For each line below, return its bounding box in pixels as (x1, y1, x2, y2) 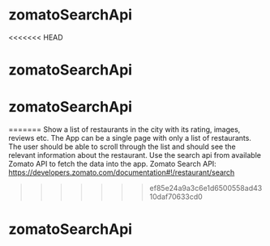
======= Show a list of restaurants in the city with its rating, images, (8, 125, 241, 134)
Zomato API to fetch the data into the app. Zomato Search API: (8, 159, 216, 169)
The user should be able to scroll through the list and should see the (8, 142, 237, 151)
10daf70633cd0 (149, 192, 203, 201)
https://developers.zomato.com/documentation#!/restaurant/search (8, 168, 235, 177)
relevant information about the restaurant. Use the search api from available (8, 151, 262, 160)
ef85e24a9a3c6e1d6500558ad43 (149, 184, 263, 193)
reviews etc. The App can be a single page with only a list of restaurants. (8, 134, 251, 143)
